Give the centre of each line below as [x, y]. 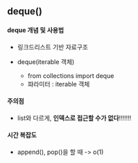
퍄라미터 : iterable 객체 [59, 84]
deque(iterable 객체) [46, 61]
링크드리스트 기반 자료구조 [53, 47]
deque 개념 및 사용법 [36, 30]
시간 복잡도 [22, 135]
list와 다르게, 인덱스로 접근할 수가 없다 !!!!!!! [74, 118]
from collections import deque [71, 75]
